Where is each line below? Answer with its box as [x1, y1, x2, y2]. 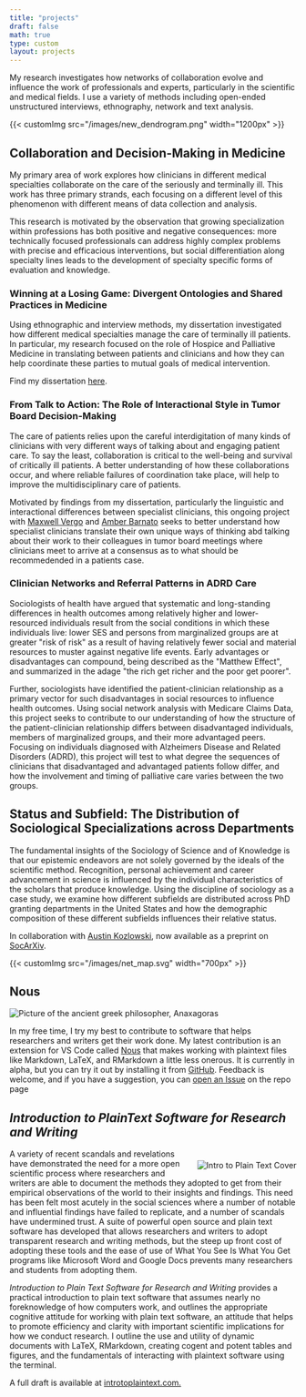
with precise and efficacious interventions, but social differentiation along [9, 245, 285, 256]
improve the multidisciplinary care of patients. [9, 479, 182, 490]
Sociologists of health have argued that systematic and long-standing [9, 597, 270, 608]
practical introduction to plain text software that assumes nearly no [9, 1292, 261, 1303]
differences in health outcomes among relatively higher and [9, 607, 233, 618]
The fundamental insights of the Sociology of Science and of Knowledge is [9, 844, 291, 856]
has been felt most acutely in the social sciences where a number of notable [9, 1197, 296, 1208]
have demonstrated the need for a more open [9, 1158, 180, 1169]
